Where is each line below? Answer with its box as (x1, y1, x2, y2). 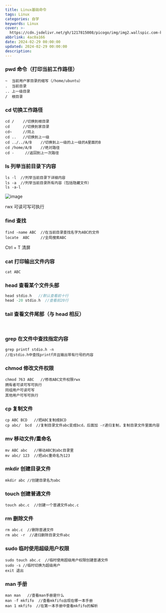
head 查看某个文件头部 (5, 282, 59, 288)
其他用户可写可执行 (5, 393, 39, 398)
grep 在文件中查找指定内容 (5, 335, 69, 342)
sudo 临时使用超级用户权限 (5, 545, 70, 552)
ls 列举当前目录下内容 (5, 163, 56, 170)
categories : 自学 (5, 16, 40, 21)
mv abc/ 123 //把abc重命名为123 (5, 453, 70, 458)
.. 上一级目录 (5, 89, 31, 94)
